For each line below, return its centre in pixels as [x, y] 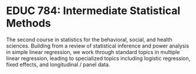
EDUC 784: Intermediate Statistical [93, 11]
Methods [29, 23]
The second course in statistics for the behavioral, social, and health [89, 39]
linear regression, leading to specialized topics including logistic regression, [98, 58]
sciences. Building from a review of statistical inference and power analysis [98, 46]
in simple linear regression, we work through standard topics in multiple [93, 52]
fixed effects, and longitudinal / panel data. [58, 64]
